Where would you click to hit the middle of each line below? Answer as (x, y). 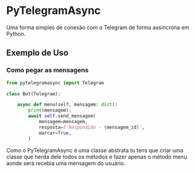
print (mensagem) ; (50, 110)
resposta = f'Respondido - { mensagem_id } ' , (92, 127)
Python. (16, 33)
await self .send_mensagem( (62, 116)
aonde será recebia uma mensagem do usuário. (66, 163)
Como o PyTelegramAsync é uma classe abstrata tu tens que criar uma (95, 150)
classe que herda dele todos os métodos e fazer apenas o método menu (97, 157)
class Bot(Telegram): (34, 94)
